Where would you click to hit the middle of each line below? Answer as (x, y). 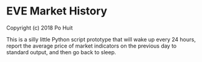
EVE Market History (57, 11)
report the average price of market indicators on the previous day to (92, 46)
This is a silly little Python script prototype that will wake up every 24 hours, (101, 39)
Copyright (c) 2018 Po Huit (40, 28)
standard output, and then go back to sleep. (61, 52)
